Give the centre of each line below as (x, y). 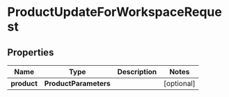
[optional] (180, 83)
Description (137, 72)
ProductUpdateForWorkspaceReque (115, 12)
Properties (31, 52)
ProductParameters (77, 83)
